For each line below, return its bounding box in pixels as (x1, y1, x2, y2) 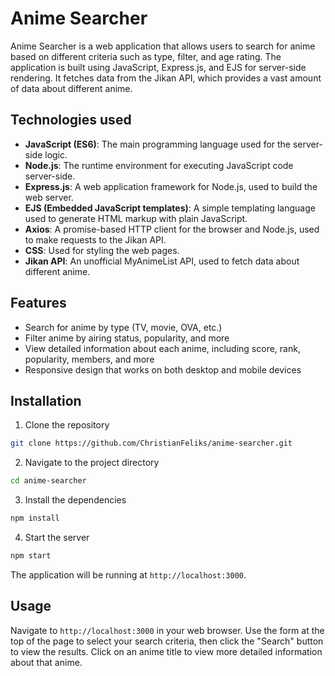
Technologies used (10, 112, 132, 129)
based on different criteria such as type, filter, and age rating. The (10, 50, 282, 62)
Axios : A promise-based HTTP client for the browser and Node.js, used (24, 223, 320, 235)
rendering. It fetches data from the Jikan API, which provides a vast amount (10, 72, 322, 84)
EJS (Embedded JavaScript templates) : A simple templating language (24, 202, 316, 214)
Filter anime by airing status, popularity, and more (24, 332, 230, 344)
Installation (10, 392, 82, 409)
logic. (44, 148, 68, 161)
